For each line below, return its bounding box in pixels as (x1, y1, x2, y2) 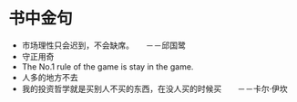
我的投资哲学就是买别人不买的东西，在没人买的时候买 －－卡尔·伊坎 (21, 83, 288, 94)
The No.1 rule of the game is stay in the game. (21, 60, 194, 72)
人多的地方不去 (21, 71, 78, 82)
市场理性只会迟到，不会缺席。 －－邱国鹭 (21, 40, 186, 51)
